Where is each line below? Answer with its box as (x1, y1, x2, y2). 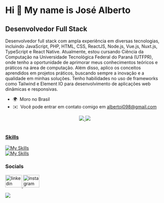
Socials (5, 163, 24, 170)
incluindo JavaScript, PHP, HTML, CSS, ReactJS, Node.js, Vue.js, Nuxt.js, (5, 43, 157, 49)
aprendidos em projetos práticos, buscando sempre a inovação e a (5, 70, 145, 76)
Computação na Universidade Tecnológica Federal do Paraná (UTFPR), (5, 54, 153, 60)
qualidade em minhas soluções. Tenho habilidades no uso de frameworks (5, 76, 158, 81)
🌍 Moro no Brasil (12, 96, 50, 102)
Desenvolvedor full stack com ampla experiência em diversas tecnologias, (5, 38, 160, 44)
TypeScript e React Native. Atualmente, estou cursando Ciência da (5, 49, 144, 54)
